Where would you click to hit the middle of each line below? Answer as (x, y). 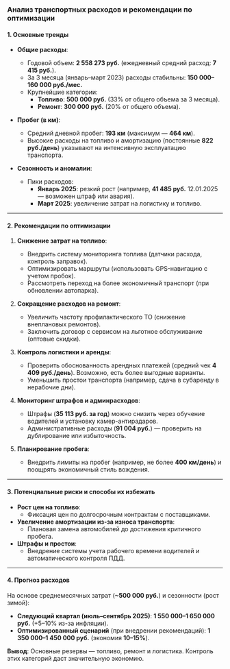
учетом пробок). (51, 276)
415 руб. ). (41, 71)
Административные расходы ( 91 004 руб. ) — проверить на (114, 428)
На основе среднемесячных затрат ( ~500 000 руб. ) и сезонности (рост (113, 595)
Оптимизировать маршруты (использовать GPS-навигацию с (117, 269)
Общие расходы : (42, 50)
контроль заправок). (57, 261)
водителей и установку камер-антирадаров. (93, 421)
